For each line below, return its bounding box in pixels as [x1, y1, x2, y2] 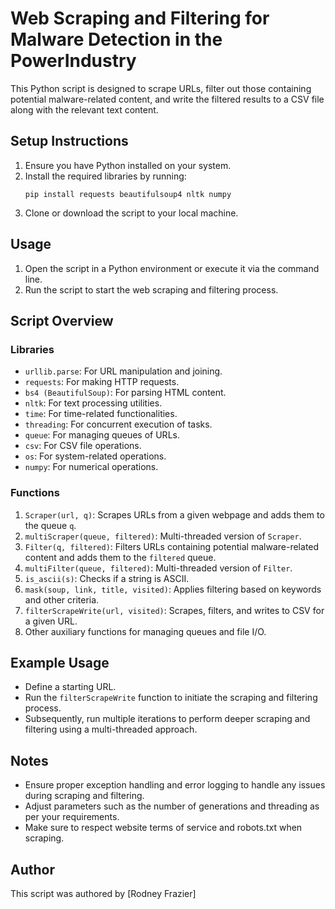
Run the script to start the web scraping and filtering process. [24, 283, 279, 296]
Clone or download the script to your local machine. [24, 207, 239, 219]
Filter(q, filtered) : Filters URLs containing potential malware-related [24, 540, 320, 552]
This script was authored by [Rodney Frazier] [10, 887, 197, 899]
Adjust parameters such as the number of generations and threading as [24, 800, 320, 812]
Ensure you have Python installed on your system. [24, 159, 232, 171]
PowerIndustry [10, 50, 137, 72]
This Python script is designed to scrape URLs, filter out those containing [10, 82, 312, 94]
